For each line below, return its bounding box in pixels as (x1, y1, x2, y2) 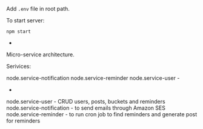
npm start (6, 28, 32, 35)
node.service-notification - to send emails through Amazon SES (6, 104, 165, 111)
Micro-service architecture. (6, 51, 75, 58)
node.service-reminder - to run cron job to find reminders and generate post (6, 111, 198, 117)
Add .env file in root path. (6, 5, 70, 12)
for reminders (6, 117, 41, 124)
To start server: (6, 17, 45, 24)
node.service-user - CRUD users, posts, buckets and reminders (6, 98, 165, 105)
